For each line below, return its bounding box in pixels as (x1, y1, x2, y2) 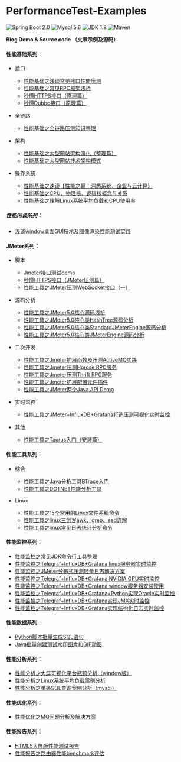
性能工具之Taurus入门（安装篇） (23, 436, 103, 443)
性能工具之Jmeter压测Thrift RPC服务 (23, 371, 113, 378)
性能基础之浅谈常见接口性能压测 (23, 77, 101, 85)
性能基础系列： (6, 50, 42, 57)
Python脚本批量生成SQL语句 (14, 633, 84, 640)
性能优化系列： (6, 699, 42, 706)
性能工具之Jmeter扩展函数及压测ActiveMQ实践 (23, 356, 137, 364)
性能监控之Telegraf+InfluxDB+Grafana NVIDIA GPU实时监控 (14, 575, 160, 582)
